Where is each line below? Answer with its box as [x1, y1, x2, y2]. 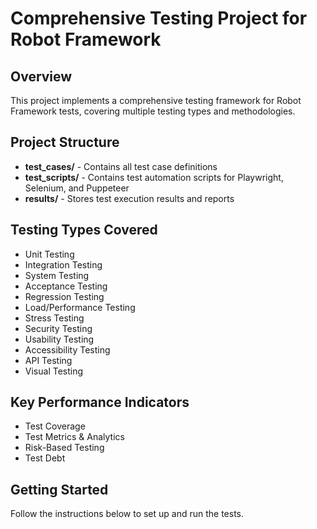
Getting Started [10, 481, 109, 498]
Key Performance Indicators [10, 394, 190, 411]
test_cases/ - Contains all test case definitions [24, 160, 218, 172]
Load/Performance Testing [24, 301, 136, 313]
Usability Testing [24, 333, 95, 345]
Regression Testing [24, 290, 105, 302]
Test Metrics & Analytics [24, 431, 125, 443]
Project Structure [10, 134, 120, 151]
